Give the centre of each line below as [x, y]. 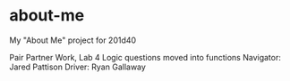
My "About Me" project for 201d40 [73, 40]
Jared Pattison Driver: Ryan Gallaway [77, 67]
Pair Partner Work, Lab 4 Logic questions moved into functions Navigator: [145, 57]
